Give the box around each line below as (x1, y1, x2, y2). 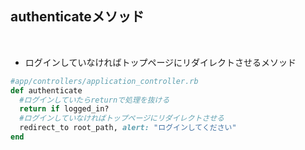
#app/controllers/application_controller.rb (10, 76, 199, 86)
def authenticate (10, 85, 83, 96)
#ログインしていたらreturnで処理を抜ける (19, 95, 170, 105)
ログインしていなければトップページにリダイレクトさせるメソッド (24, 56, 297, 68)
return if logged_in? (19, 104, 110, 114)
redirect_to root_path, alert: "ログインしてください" (19, 123, 237, 133)
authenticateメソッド (10, 8, 145, 26)
